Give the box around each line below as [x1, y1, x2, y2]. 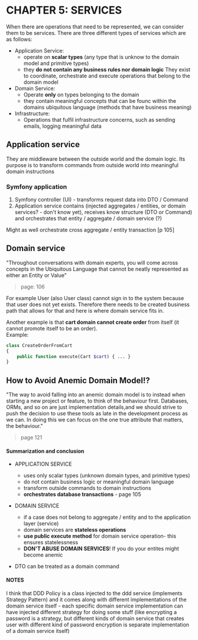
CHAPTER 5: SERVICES [6, 4, 122, 17]
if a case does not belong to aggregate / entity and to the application [23, 514, 191, 521]
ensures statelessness [23, 539, 79, 546]
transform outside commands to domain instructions [23, 485, 152, 492]
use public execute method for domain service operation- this [23, 532, 176, 540]
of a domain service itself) [6, 627, 70, 634]
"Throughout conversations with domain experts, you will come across [6, 259, 178, 266]
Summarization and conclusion [6, 447, 85, 454]
